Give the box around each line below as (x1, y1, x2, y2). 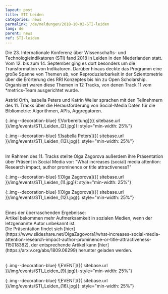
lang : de (5, 26, 24, 31)
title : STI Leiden (5, 12, 44, 17)
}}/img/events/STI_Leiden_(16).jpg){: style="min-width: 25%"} (5, 283, 135, 289)
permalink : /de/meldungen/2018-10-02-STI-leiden (5, 21, 109, 27)
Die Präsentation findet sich (5, 226, 63, 232)
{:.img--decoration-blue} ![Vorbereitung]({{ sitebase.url (5, 117, 121, 123)
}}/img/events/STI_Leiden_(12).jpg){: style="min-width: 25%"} (5, 194, 134, 200)
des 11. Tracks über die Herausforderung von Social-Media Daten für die (5, 102, 155, 108)
